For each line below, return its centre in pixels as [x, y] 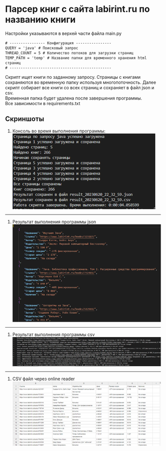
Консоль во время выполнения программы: [59, 131]
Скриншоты [25, 119]
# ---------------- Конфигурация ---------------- [58, 43]
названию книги [40, 20]
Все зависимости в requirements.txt [43, 103]
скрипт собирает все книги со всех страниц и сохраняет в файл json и [80, 87]
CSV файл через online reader [43, 379]
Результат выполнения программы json [54, 222]
